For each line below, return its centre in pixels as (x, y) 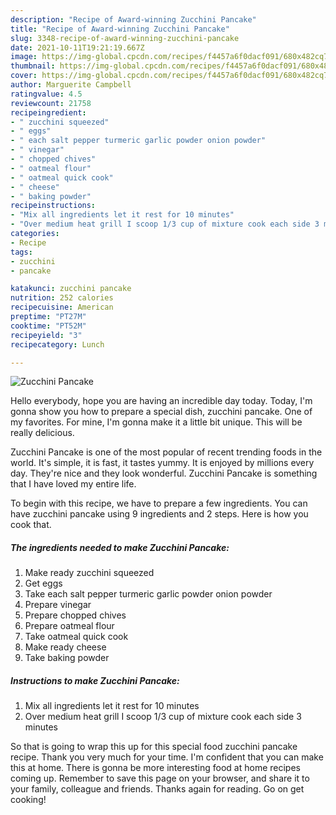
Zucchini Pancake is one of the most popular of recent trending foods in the (166, 452)
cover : (24, 76)
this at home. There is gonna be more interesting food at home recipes (155, 768)
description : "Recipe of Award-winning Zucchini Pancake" (133, 19)
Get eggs (43, 583)
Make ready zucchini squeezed (89, 573)
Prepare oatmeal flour (69, 626)
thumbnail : (33, 66)
